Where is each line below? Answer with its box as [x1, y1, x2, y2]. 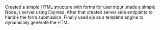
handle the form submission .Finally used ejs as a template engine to [5, 15, 144, 20]
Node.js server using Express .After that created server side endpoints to [5, 9, 153, 15]
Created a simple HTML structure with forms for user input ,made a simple [5, 4, 156, 10]
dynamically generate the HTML [5, 19, 70, 25]
